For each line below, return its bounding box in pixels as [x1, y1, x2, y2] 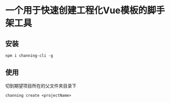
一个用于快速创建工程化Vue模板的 [5, 5, 148, 16]
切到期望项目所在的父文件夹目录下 [5, 83, 77, 89]
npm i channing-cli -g [5, 53, 53, 58]
